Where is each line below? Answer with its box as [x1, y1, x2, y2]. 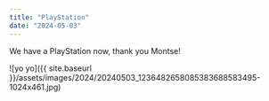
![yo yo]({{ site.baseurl [9, 63, 92, 74]
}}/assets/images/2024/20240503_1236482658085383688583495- [9, 72, 261, 82]
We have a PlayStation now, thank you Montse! [9, 45, 181, 56]
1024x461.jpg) [9, 82, 61, 92]
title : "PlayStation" [9, 12, 90, 22]
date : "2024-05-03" [9, 21, 82, 30]
